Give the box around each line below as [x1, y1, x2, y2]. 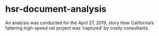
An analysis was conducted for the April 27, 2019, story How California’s [5, 20, 154, 26]
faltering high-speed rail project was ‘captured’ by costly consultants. [5, 25, 149, 31]
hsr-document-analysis [5, 3, 107, 15]
